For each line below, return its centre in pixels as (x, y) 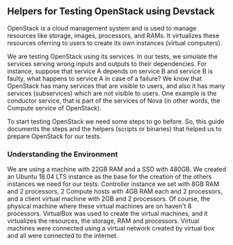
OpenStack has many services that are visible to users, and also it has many (116, 85)
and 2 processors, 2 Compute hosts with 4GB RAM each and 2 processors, (115, 192)
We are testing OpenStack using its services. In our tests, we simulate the (112, 56)
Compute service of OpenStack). (55, 108)
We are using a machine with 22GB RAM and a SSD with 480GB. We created (117, 169)
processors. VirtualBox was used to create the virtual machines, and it (107, 214)
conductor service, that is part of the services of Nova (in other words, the (114, 101)
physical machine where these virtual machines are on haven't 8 (99, 206)
